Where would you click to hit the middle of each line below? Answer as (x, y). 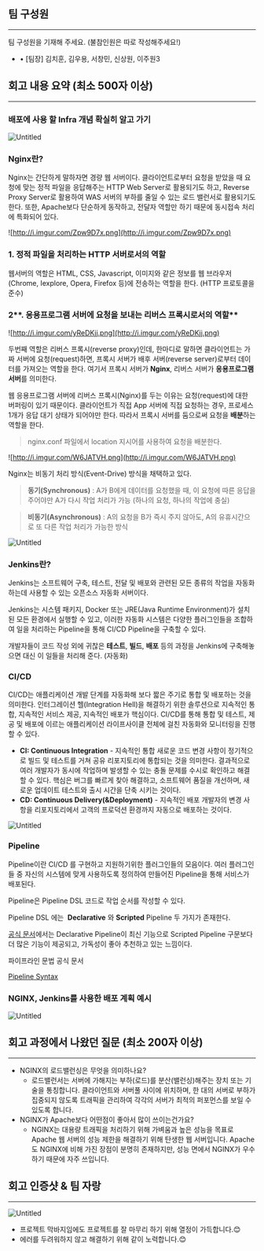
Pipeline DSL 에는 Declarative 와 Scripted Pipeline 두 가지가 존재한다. (119, 917)
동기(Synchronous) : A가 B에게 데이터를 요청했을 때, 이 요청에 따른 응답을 (141, 490)
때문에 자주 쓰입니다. (78, 1159)
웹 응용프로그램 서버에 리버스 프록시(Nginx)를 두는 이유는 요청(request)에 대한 (128, 395)
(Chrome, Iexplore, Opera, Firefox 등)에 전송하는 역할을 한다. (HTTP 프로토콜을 (132, 283)
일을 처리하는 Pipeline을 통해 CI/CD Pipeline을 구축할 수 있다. (111, 629)
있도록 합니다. (52, 1109)
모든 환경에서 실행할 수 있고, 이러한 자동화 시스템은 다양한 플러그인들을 (124, 620)
